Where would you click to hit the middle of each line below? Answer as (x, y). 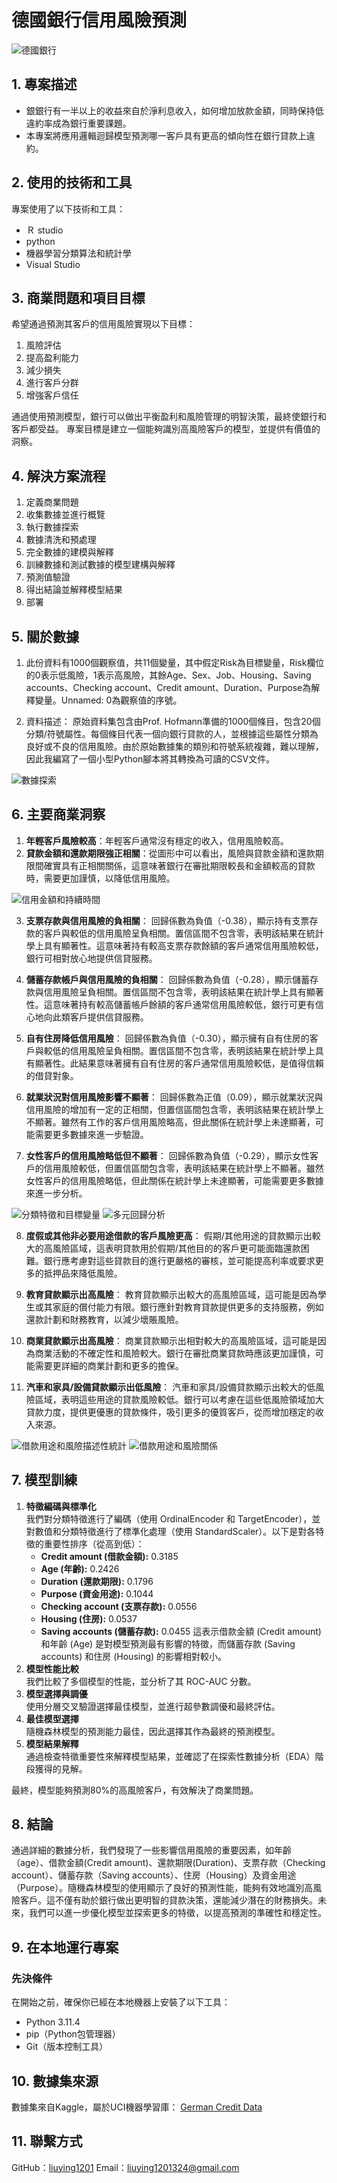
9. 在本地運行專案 (65, 1947)
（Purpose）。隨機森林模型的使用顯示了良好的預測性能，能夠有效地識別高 (162, 1888)
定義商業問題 (52, 502)
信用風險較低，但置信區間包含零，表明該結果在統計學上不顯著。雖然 (183, 1168)
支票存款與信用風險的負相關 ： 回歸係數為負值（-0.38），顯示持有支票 (167, 920)
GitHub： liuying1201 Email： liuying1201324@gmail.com (125, 2167)
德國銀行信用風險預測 (99, 20)
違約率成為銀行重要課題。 (78, 123)
